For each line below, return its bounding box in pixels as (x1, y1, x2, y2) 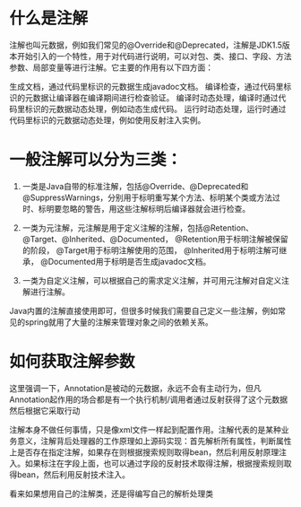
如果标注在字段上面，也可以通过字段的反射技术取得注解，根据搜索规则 (24, 458, 284, 468)
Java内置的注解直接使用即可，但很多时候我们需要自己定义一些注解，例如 (9, 305, 279, 316)
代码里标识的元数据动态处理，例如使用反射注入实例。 (9, 114, 206, 126)
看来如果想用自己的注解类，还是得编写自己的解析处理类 (9, 488, 213, 499)
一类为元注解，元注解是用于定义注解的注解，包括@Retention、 (21, 222, 254, 233)
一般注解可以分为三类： (9, 150, 183, 170)
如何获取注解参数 (9, 352, 136, 372)
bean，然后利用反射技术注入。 (16, 468, 131, 480)
